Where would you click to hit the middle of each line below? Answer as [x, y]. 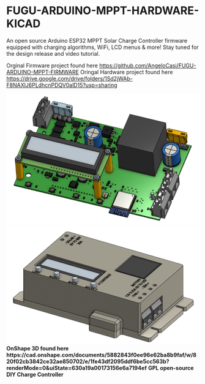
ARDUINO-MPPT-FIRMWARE [43, 72]
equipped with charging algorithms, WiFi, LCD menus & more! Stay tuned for [102, 47]
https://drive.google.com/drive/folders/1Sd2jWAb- [69, 78]
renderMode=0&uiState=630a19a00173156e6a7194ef [76, 368]
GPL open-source [171, 368]
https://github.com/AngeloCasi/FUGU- [147, 66]
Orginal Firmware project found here [52, 66]
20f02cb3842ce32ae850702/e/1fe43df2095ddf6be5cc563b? [88, 361]
